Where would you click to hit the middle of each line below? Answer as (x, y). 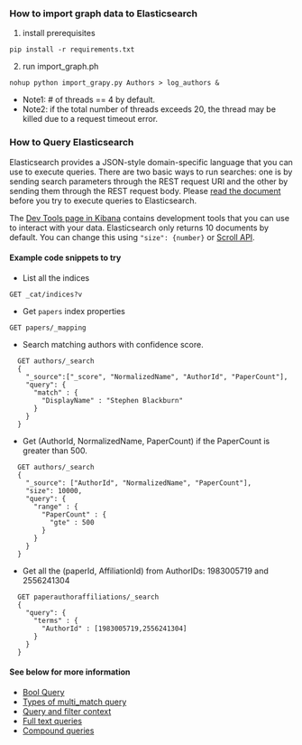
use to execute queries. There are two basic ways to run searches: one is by (151, 172)
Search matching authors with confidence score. (113, 344)
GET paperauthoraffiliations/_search (88, 597)
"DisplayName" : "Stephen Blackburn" (112, 400)
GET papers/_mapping (48, 328)
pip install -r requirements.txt (72, 50)
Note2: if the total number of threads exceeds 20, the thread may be (149, 109)
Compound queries (58, 731)
